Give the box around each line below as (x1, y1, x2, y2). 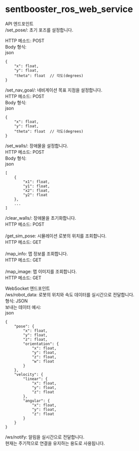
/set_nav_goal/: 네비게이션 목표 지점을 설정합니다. (5, 87, 103, 93)
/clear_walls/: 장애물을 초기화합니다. (5, 215, 76, 221)
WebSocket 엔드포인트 (5, 285, 50, 291)
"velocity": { (14, 372, 43, 377)
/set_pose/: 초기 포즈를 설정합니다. (5, 27, 74, 33)
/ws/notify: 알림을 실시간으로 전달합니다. (5, 434, 85, 440)
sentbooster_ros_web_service (5, 4, 133, 15)
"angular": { (23, 398, 50, 403)
